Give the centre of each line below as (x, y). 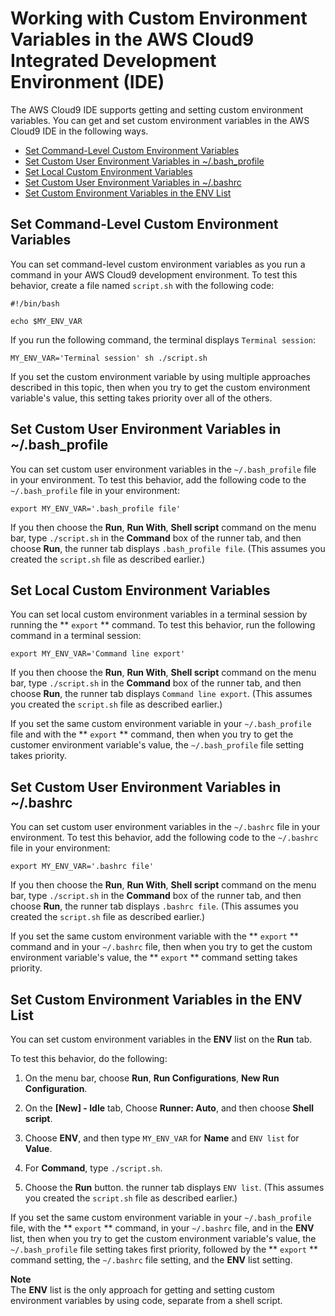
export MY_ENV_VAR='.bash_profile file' (96, 508)
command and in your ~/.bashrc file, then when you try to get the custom (161, 947)
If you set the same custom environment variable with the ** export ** (154, 936)
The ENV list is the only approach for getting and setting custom (142, 1290)
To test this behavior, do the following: (89, 1058)
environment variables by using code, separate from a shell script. (146, 1300)
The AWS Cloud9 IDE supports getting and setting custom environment (156, 109)
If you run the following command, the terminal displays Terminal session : (163, 339)
